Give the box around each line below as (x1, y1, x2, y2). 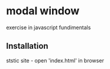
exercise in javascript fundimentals (6, 24, 91, 31)
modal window (6, 4, 80, 18)
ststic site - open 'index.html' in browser (6, 57, 105, 64)
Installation (6, 41, 48, 51)
